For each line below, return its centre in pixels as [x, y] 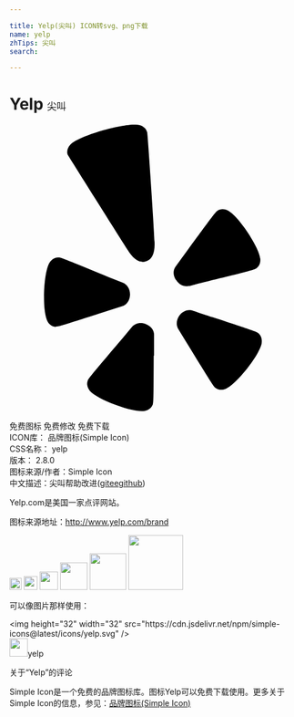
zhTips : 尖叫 [33, 43]
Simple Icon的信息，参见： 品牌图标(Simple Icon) [100, 703]
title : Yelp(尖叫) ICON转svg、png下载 [79, 26]
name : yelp [30, 34]
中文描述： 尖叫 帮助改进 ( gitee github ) [77, 483]
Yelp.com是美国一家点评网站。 [67, 503]
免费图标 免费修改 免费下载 [60, 426]
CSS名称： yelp [39, 449]
